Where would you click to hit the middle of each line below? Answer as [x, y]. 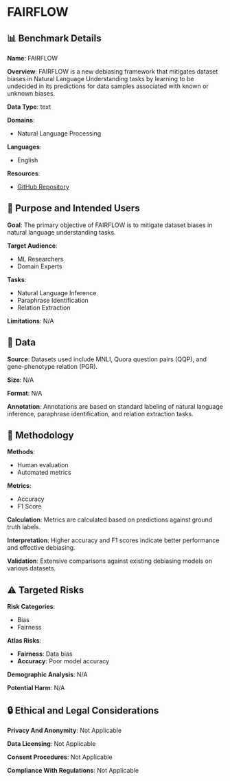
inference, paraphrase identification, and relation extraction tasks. [100, 414]
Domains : [21, 120]
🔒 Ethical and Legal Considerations [83, 710]
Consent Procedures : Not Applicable [60, 757]
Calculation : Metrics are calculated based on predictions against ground [110, 520]
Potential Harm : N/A [36, 688]
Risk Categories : [31, 607]
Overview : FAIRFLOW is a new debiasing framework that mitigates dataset [113, 72]
